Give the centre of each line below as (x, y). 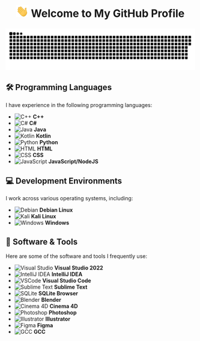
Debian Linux (56, 210)
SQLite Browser (58, 293)
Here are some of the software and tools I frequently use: (77, 256)
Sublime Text (71, 287)
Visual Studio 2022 (79, 268)
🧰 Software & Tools (42, 241)
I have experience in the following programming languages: (79, 105)
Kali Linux (44, 217)
